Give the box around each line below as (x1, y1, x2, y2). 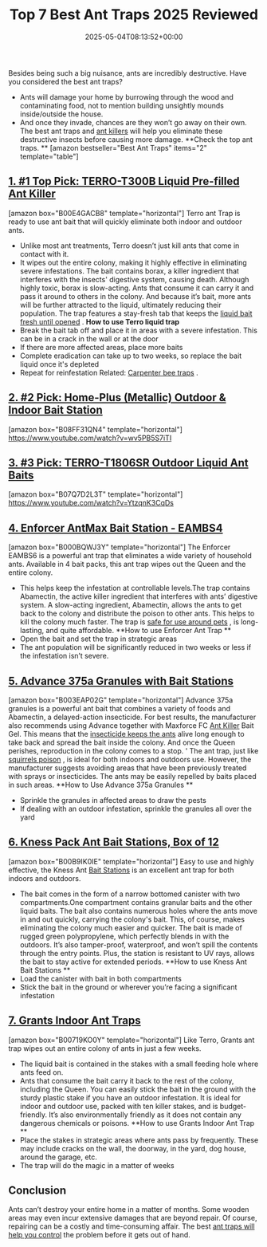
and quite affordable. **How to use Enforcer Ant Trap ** (45, 626, 232, 635)
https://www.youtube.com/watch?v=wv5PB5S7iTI (8, 433, 172, 443)
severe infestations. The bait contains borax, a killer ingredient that (19, 266, 239, 276)
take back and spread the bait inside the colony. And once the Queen (8, 738, 236, 747)
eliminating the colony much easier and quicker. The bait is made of (19, 922, 243, 932)
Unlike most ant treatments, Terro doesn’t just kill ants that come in (19, 241, 240, 250)
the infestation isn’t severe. (19, 651, 109, 661)
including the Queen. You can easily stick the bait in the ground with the (19, 1084, 257, 1094)
